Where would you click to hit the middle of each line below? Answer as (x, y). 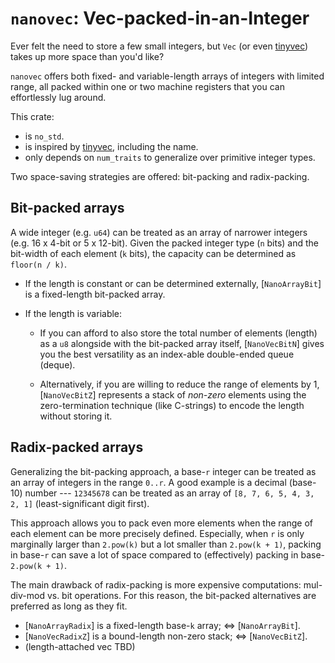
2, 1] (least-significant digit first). (80, 503)
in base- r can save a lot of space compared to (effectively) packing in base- (167, 554)
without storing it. (76, 416)
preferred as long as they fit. (69, 606)
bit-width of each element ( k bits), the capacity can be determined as (153, 253)
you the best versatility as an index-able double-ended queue (167, 354)
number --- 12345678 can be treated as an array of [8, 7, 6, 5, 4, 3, (169, 493)
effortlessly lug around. (58, 97)
